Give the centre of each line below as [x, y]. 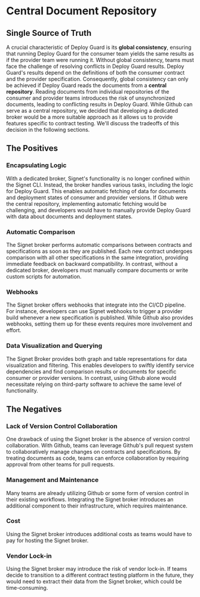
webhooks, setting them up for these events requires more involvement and [99, 324]
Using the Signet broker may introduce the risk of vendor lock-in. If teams [97, 569]
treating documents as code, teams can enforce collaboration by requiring [98, 458]
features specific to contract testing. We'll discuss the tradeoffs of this [93, 123]
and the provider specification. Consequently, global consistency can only [97, 79]
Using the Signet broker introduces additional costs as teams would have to [99, 534]
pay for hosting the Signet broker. [47, 540]
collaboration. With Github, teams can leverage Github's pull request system [100, 446]
